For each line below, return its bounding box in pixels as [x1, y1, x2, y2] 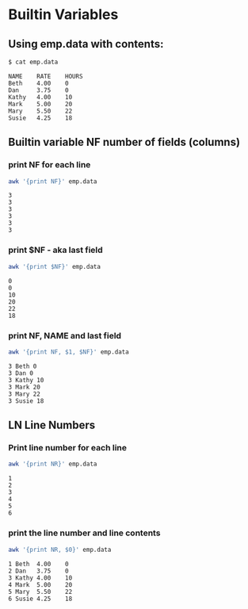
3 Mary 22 [8, 390, 41, 398]
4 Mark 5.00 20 [8, 580, 73, 588]
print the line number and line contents [8, 527, 161, 538]
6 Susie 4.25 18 [8, 595, 73, 603]
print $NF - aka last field [8, 244, 103, 255]
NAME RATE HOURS [8, 72, 83, 80]
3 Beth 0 [8, 362, 37, 370]
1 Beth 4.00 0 [8, 560, 69, 568]
